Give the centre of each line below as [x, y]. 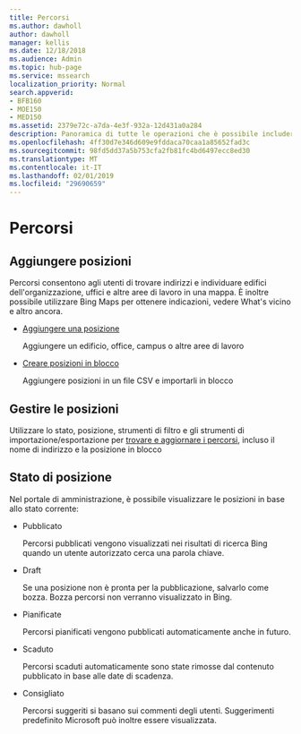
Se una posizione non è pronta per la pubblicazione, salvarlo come [145, 587]
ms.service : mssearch [50, 76]
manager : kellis [39, 43]
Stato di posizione [60, 478]
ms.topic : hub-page [46, 68]
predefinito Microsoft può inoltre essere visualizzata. [120, 720]
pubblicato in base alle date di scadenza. [98, 676]
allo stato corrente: [44, 508]
